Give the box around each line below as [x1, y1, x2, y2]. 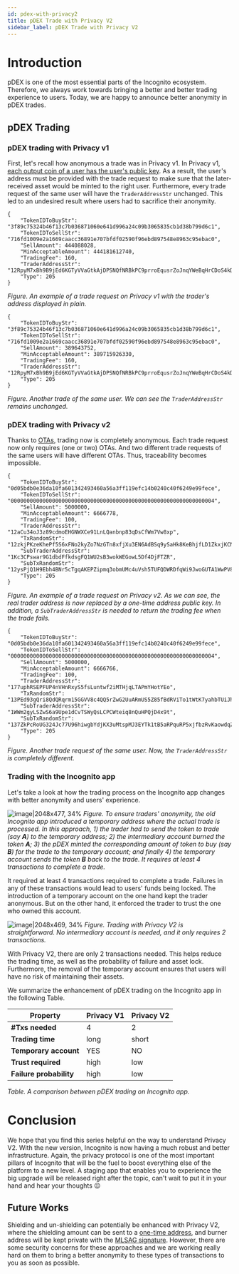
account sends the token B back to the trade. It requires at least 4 [7, 855, 201, 863]
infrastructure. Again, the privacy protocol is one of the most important [7, 1151, 215, 1159]
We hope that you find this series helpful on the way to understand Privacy [7, 1136, 226, 1144]
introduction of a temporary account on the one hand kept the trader [7, 891, 208, 900]
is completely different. [7, 754, 75, 763]
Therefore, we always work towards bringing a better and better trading [7, 86, 218, 94]
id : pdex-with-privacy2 [7, 10, 78, 18]
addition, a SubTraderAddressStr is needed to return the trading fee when [7, 606, 221, 615]
